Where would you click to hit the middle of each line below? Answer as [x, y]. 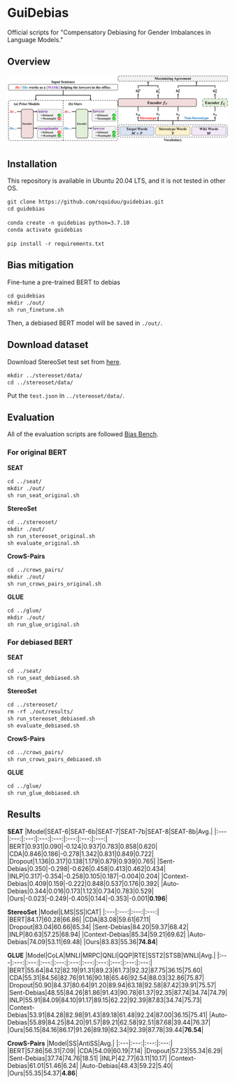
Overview [29, 62]
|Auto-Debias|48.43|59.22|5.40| [126, 1065]
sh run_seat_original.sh [43, 495]
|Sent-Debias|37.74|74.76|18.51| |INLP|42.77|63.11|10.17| [87, 1058]
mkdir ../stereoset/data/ [45, 375]
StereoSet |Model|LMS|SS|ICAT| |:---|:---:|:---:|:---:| [83, 912]
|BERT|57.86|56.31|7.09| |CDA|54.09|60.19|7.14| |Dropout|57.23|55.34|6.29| [115, 1050]
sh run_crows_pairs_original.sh [54, 584]
